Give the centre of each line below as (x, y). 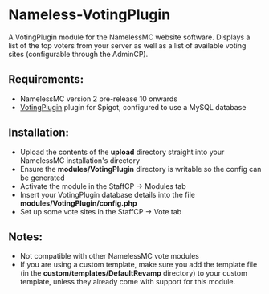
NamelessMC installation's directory (80, 160)
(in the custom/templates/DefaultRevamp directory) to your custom (133, 273)
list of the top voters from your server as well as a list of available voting (127, 45)
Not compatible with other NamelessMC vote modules (109, 256)
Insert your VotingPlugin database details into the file (107, 194)
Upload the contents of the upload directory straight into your (122, 152)
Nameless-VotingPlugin (90, 15)
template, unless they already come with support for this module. (127, 282)
